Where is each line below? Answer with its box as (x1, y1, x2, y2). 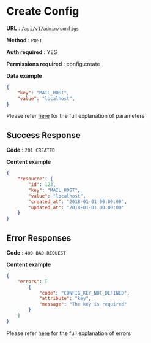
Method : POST (6, 36, 43, 44)
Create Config (6, 4, 79, 18)
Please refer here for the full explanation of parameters (6, 112, 145, 120)
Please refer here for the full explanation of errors (6, 330, 131, 337)
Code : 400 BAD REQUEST (6, 249, 66, 256)
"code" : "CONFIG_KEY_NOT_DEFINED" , (39, 290, 130, 296)
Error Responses (6, 233, 72, 243)
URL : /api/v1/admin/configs (6, 25, 79, 32)
